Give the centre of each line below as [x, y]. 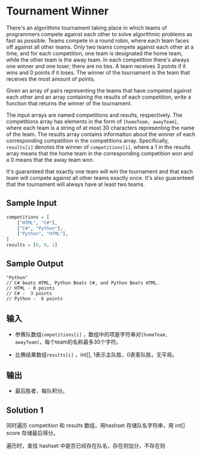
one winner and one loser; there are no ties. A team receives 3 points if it [96, 66]
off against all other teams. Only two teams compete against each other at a [100, 47]
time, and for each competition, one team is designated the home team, [94, 53]
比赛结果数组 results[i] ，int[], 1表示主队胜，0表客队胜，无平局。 [96, 354]
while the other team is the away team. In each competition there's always [98, 60]
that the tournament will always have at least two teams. [76, 184]
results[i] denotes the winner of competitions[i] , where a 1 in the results [98, 147]
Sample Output [35, 264]
